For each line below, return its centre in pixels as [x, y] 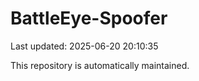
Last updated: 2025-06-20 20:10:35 [84, 46]
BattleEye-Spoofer [89, 18]
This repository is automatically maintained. [100, 65]
